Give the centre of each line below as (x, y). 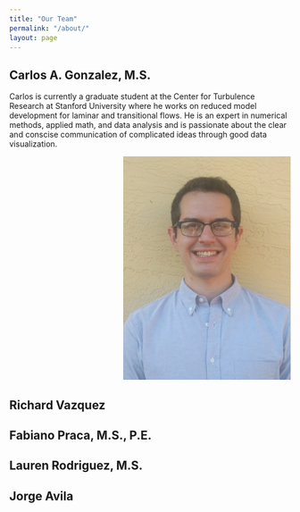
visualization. (33, 144)
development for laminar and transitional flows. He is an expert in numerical (148, 115)
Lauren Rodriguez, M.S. (76, 466)
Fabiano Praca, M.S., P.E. (80, 435)
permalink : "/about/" (50, 28)
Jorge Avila (42, 496)
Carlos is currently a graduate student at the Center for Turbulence (132, 97)
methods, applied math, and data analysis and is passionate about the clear (148, 125)
